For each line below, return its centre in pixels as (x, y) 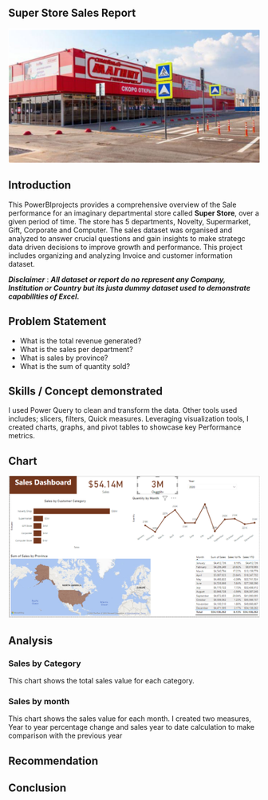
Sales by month (39, 701)
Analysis (31, 641)
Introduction (40, 186)
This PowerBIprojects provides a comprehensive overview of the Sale (122, 204)
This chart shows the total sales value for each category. (102, 680)
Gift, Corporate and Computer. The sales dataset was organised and (120, 230)
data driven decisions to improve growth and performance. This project (126, 247)
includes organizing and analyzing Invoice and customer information (120, 255)
